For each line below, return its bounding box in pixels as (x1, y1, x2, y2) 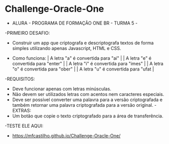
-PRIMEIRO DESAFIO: (5, 30, 50, 36)
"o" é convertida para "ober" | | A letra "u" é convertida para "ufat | (12, 66, 154, 72)
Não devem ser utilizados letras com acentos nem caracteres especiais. (12, 91, 164, 97)
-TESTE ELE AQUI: (5, 123, 44, 129)
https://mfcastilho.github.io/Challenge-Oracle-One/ (12, 132, 121, 138)
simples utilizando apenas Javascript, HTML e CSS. (12, 45, 121, 51)
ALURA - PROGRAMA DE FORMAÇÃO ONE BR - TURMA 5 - (12, 20, 138, 26)
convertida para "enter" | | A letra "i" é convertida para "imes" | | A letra (12, 60, 163, 66)
